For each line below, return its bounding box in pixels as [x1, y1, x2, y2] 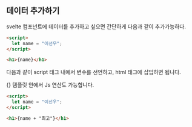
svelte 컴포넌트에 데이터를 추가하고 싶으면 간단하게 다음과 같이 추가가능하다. [6, 23, 187, 30]
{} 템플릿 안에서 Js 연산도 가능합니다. [6, 81, 94, 88]
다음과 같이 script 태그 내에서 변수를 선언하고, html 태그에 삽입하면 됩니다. [6, 69, 182, 76]
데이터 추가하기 [6, 5, 60, 16]
